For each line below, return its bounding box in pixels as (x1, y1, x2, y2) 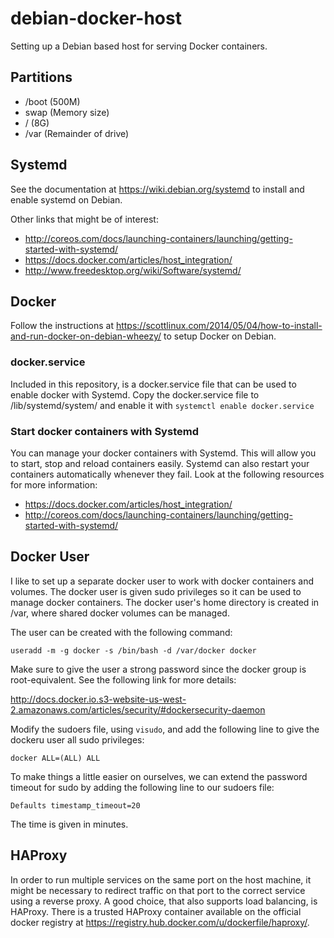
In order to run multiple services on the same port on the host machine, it (10, 873, 312, 886)
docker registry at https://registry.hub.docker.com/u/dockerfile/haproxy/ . (10, 916, 310, 928)
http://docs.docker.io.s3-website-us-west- (10, 693, 187, 705)
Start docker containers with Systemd (10, 424, 199, 438)
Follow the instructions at (10, 320, 114, 332)
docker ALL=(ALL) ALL (10, 753, 101, 763)
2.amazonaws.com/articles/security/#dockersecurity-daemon (10, 703, 266, 716)
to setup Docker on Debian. (163, 330, 277, 342)
